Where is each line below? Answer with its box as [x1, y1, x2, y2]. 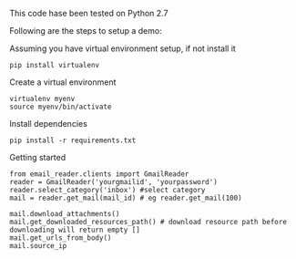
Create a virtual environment [9, 77, 117, 88]
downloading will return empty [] [9, 225, 141, 234]
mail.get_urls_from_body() [9, 233, 112, 243]
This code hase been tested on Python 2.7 [9, 8, 168, 18]
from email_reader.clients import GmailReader [9, 170, 189, 179]
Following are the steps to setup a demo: [9, 26, 162, 36]
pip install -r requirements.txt [9, 136, 137, 145]
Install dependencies [9, 119, 88, 129]
